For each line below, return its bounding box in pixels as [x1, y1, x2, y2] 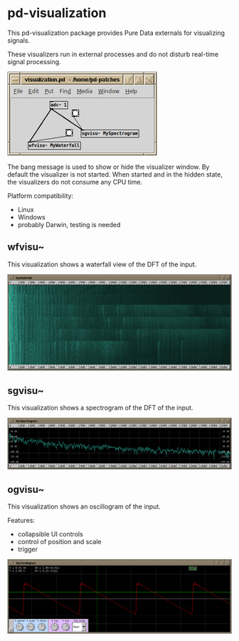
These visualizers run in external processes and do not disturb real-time [7, 50, 219, 58]
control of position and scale [17, 538, 102, 546]
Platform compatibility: [7, 191, 73, 200]
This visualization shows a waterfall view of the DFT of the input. [7, 260, 197, 269]
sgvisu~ [7, 385, 44, 397]
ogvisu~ [7, 483, 45, 496]
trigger [17, 545, 38, 553]
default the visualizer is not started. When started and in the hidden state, [7, 170, 223, 179]
